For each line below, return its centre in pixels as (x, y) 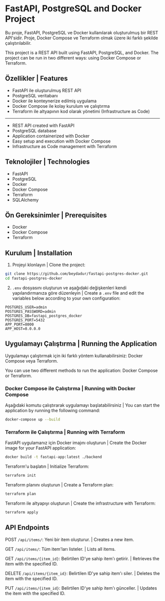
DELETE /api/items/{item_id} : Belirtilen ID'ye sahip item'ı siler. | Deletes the (82, 573)
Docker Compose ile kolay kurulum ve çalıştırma (61, 106)
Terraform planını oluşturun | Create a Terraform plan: (59, 484)
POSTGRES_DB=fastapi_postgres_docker (44, 316)
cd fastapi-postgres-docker (34, 278)
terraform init (21, 476)
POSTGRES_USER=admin (26, 307)
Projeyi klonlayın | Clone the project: (49, 265)
